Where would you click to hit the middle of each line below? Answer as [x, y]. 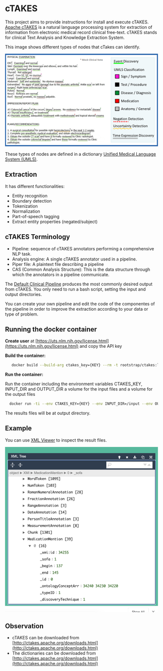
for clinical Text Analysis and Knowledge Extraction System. [65, 37]
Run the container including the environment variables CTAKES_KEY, [74, 384]
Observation [24, 626]
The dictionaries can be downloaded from [54, 653]
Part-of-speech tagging [36, 216]
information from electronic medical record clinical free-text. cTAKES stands [81, 32]
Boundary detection [32, 201]
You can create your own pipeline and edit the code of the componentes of [80, 304]
